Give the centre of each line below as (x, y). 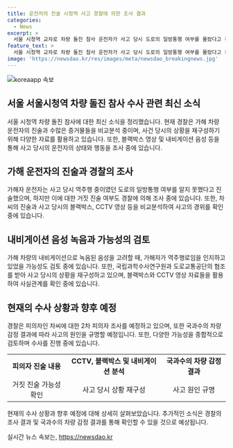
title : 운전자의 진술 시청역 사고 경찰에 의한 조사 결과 (77, 14)
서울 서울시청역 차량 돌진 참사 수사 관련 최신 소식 (104, 104)
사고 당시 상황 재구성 (114, 390)
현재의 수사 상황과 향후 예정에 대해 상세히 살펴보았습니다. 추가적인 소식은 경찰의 (114, 413)
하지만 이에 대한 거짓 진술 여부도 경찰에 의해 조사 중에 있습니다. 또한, (125, 198)
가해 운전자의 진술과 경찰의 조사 (70, 171)
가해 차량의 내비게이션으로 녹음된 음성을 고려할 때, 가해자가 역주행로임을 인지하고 (116, 258)
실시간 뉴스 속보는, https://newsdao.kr (60, 437)
